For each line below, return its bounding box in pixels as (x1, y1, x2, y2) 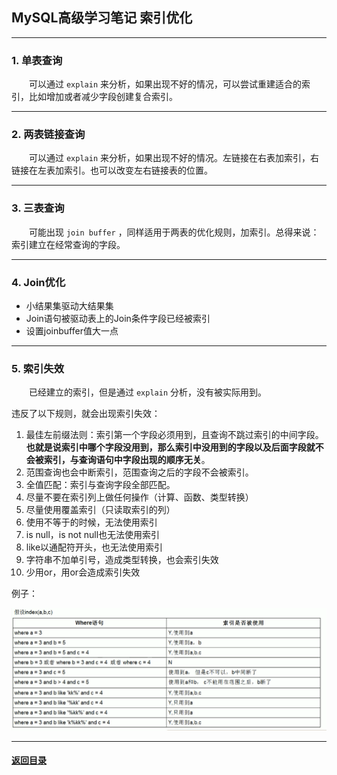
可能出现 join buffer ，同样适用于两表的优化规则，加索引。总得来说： (29, 226, 320, 238)
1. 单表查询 (11, 53, 63, 67)
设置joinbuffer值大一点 (25, 325, 119, 337)
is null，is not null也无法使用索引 (25, 529, 161, 541)
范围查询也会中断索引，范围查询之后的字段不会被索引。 (25, 466, 254, 478)
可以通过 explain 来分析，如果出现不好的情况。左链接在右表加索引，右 (29, 152, 319, 164)
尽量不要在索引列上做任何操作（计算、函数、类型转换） (25, 491, 254, 503)
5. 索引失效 (11, 361, 65, 375)
